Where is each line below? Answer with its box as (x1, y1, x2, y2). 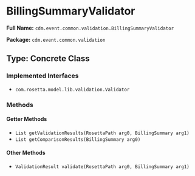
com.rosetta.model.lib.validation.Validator (15, 86, 130, 93)
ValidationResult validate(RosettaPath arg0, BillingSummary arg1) (15, 163, 190, 170)
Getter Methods (6, 116, 47, 123)
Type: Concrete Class (6, 53, 90, 64)
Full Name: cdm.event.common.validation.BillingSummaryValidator (6, 24, 174, 31)
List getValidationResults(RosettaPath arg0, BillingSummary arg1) (15, 130, 190, 136)
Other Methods (6, 149, 46, 157)
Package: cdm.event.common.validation (6, 36, 106, 43)
